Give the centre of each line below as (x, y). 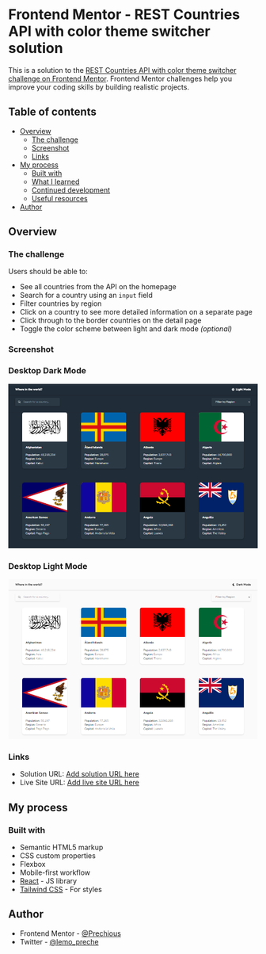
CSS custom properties (58, 856)
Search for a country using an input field (86, 296)
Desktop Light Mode (48, 567)
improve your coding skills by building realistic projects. (99, 87)
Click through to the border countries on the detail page (110, 321)
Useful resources (60, 198)
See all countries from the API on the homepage (98, 287)
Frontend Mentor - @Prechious (70, 933)
